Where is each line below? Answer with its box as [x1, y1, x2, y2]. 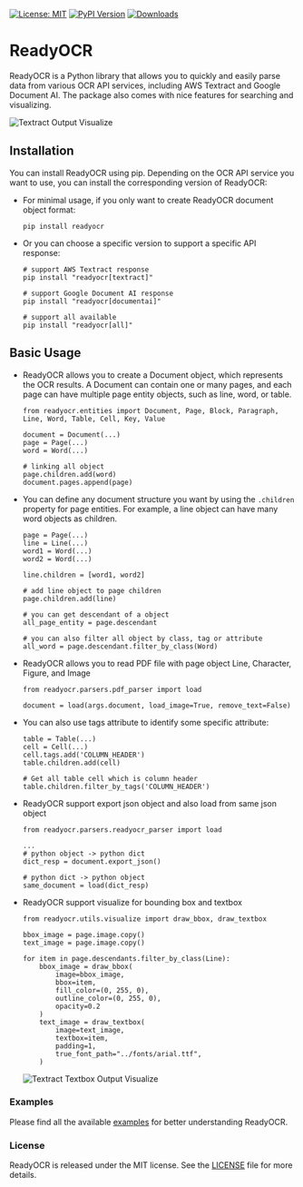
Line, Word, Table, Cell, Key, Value [22, 414, 166, 423]
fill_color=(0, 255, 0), [55, 985, 150, 994]
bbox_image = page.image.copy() [22, 930, 145, 939]
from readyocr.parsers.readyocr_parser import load [22, 825, 222, 835]
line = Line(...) [22, 539, 89, 548]
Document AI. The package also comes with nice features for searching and [9, 89, 294, 100]
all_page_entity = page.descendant [22, 618, 158, 627]
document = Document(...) [22, 430, 121, 440]
